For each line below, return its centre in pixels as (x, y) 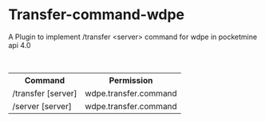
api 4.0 (20, 45)
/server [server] (42, 106)
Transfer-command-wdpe (97, 15)
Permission (131, 80)
